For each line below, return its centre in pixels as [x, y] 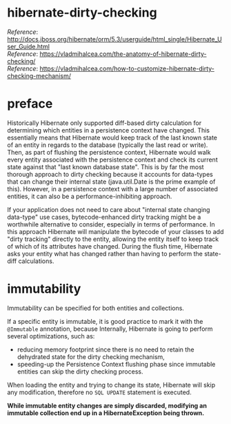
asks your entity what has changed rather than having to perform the [105, 253]
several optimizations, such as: [51, 336]
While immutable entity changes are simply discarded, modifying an [107, 405]
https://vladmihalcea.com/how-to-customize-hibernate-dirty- [127, 68]
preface [30, 104]
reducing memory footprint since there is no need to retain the [106, 349]
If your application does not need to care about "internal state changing [109, 209]
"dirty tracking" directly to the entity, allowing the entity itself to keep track [113, 239]
